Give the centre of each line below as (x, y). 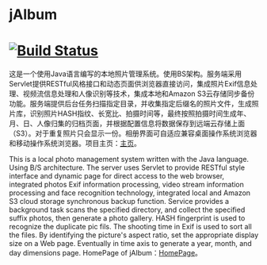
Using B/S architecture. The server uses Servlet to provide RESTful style (127, 167)
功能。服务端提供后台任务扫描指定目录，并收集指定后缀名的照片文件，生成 (130, 104)
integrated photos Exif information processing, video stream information (127, 185)
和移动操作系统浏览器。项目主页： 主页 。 (75, 144)
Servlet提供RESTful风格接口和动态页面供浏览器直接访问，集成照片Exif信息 (130, 84)
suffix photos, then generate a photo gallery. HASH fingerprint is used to (127, 218)
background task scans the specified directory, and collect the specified (127, 210)
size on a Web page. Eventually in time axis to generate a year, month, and (130, 244)
